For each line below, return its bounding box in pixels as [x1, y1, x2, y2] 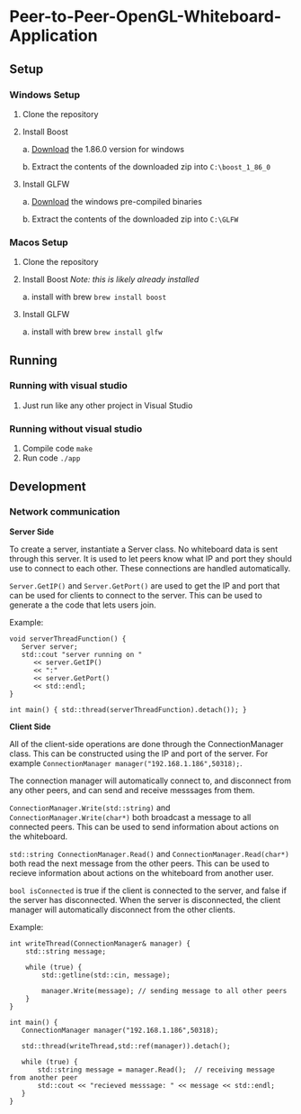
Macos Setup [9, 236, 69, 249]
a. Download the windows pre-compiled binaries [22, 196, 202, 206]
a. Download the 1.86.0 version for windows [22, 143, 185, 154]
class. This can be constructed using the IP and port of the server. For [9, 748, 269, 759]
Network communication [9, 506, 120, 518]
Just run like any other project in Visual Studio [22, 399, 193, 411]
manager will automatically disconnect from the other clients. [9, 904, 235, 915]
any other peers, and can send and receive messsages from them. [9, 784, 255, 795]
